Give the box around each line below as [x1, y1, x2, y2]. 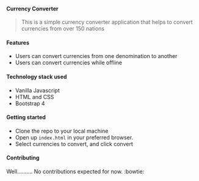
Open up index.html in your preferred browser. [15, 133, 133, 141]
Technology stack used [6, 73, 67, 80]
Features [6, 39, 29, 46]
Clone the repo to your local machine [15, 127, 109, 135]
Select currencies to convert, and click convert [15, 140, 133, 147]
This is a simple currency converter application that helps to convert [21, 18, 194, 26]
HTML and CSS [15, 93, 54, 100]
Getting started [6, 114, 46, 121]
